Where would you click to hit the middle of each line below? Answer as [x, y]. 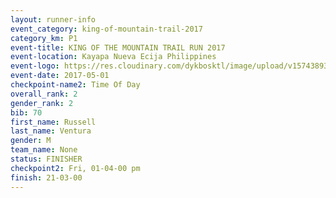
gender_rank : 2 [42, 103]
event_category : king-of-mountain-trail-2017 [106, 29]
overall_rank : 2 [44, 94]
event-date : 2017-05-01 [60, 76]
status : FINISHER [46, 159]
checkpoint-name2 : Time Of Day [75, 85]
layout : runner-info [53, 19]
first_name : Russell [53, 122]
